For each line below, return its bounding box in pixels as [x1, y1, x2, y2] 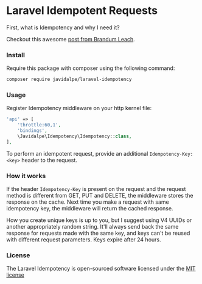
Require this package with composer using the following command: [6, 64, 175, 72]
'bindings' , [17, 128, 47, 134]
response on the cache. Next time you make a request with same [6, 198, 169, 206]
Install [6, 50, 26, 59]
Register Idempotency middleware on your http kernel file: [6, 105, 152, 112]
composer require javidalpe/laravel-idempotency [6, 77, 132, 83]
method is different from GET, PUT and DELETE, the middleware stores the [6, 192, 193, 199]
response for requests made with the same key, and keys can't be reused [6, 229, 190, 237]
